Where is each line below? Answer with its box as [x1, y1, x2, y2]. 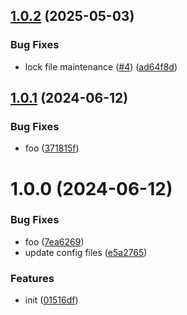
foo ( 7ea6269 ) [24, 235, 85, 248]
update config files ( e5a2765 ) [24, 246, 148, 258]
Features [10, 271, 55, 285]
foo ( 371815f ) [24, 142, 80, 154]
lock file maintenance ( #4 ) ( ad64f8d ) [24, 60, 178, 73]
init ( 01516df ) [24, 294, 79, 306]
